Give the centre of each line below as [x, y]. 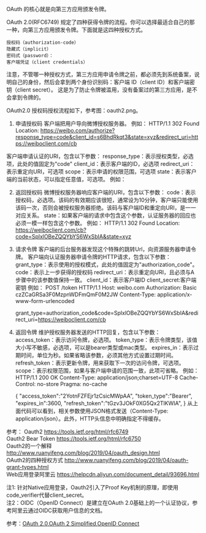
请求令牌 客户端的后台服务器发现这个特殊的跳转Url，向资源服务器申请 [103, 249]
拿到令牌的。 [28, 97]
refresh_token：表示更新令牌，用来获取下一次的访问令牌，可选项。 [100, 363]
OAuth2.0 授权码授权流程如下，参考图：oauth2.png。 [74, 110]
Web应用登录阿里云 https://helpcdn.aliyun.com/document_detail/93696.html [103, 474]
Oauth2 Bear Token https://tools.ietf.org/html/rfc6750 [74, 439]
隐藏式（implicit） [29, 49]
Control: [25, 384]
